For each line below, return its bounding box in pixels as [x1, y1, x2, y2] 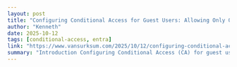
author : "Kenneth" [7, 23, 61, 30]
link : [7, 43, 23, 50]
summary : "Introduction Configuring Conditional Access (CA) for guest [7, 50, 222, 57]
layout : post [7, 10, 46, 17]
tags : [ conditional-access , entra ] [7, 36, 112, 43]
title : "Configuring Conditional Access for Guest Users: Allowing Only [7, 17, 226, 24]
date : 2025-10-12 [7, 29, 59, 37]
